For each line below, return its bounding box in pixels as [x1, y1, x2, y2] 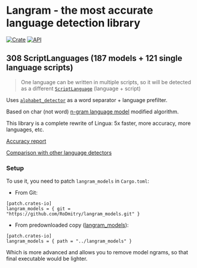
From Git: [14, 189, 38, 196]
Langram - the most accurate [6, 4, 153, 17]
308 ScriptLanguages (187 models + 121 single [6, 53, 183, 63]
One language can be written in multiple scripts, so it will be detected [20, 78, 192, 85]
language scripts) [6, 63, 73, 73]
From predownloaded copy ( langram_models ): [14, 221, 129, 229]
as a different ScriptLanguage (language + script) [20, 85, 141, 92]
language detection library [6, 16, 140, 30]
